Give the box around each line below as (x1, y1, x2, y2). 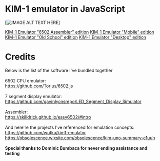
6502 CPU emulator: (5, 78, 46, 83)
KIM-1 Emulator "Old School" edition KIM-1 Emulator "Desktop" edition (5, 34, 146, 40)
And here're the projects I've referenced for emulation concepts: (5, 124, 135, 130)
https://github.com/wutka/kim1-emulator (5, 129, 86, 135)
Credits (5, 51, 36, 62)
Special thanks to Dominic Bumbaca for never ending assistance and (5, 145, 148, 151)
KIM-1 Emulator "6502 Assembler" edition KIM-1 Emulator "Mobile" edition (5, 29, 155, 35)
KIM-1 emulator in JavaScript (5, 3, 125, 15)
